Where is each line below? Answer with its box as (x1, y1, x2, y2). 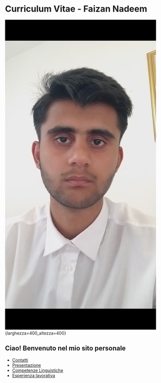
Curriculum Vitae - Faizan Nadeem (5, 3, 147, 15)
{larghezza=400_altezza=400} (5, 330, 66, 336)
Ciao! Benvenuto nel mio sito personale (5, 344, 126, 352)
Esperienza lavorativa (12, 372, 55, 378)
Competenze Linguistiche (12, 367, 64, 373)
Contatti (12, 357, 28, 363)
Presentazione (12, 362, 41, 368)
